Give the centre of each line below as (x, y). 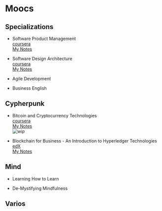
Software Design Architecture (42, 59)
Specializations (29, 27)
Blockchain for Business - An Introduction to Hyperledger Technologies (85, 141)
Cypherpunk (25, 104)
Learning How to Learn (35, 178)
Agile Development (32, 79)
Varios (15, 204)
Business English (29, 88)
